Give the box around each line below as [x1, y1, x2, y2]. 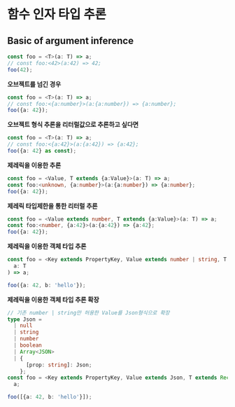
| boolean [13, 342, 42, 349]
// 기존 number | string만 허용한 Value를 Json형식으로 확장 [7, 309, 170, 316]
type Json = [7, 316, 42, 323]
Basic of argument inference [7, 34, 134, 46]
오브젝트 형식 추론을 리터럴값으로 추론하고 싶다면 [7, 120, 138, 129]
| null [13, 322, 33, 329]
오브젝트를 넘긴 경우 [7, 80, 62, 88]
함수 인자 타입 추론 [7, 6, 106, 22]
